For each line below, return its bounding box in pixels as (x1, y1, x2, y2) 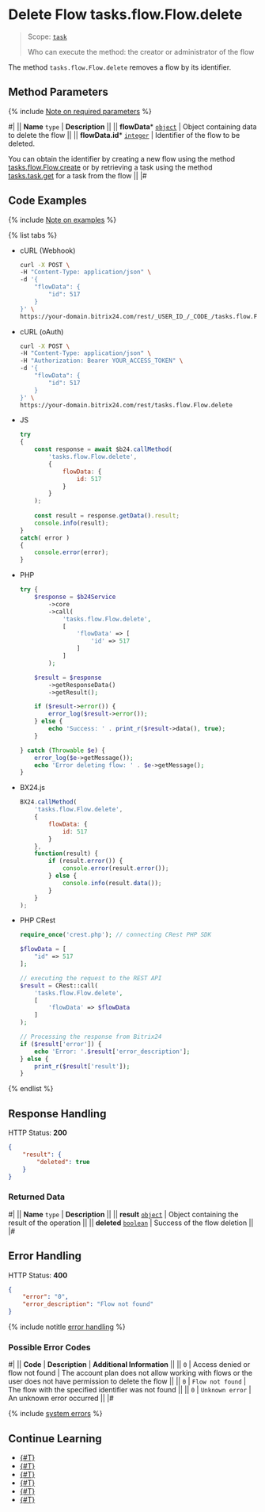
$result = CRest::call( (19, 981, 99, 990)
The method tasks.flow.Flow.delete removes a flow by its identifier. (8, 62, 232, 72)
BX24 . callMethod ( (19, 798, 78, 806)
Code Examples (8, 194, 87, 208)
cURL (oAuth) (19, 326, 64, 336)
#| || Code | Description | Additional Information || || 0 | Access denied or (8, 1360, 251, 1369)
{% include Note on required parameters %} (8, 106, 152, 116)
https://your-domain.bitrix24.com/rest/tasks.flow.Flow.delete (19, 401, 233, 409)
